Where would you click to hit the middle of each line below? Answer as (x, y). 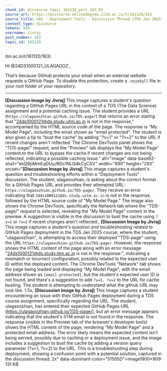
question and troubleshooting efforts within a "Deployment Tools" (72, 174)
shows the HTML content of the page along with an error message (73, 248)
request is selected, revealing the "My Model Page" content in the (87, 211)
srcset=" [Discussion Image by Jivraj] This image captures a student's (78, 169)
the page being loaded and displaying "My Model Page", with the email (78, 269)
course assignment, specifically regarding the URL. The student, (71, 300)
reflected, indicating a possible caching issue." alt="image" (66, 158)
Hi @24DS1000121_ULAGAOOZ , (38, 66)
